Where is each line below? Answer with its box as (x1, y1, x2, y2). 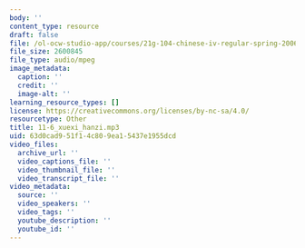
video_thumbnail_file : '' (17, 165, 116, 174)
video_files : (9, 140, 59, 149)
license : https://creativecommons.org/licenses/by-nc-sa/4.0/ (9, 106, 250, 115)
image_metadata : (9, 64, 71, 74)
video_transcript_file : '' (17, 174, 120, 183)
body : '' (9, 13, 43, 23)
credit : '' (17, 81, 59, 90)
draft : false (9, 30, 59, 39)
